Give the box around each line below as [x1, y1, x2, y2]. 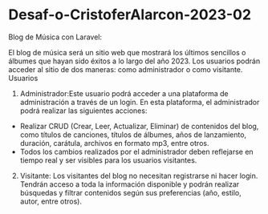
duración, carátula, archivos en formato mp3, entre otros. [19, 138, 209, 147]
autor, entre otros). [19, 196, 83, 206]
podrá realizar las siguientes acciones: [19, 106, 148, 115]
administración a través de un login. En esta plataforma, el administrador [19, 97, 260, 107]
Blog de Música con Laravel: [8, 32, 103, 42]
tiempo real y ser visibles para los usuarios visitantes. [19, 155, 197, 165]
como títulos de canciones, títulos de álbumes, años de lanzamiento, [19, 130, 247, 139]
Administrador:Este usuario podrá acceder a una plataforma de [19, 88, 229, 98]
